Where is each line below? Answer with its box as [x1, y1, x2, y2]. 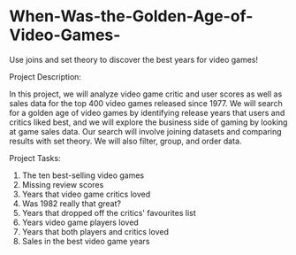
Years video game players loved [21, 217, 139, 228]
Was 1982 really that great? [21, 197, 122, 209]
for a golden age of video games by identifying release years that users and [9, 107, 285, 118]
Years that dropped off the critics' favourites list [21, 207, 196, 218]
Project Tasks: [9, 152, 61, 163]
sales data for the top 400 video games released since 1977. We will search [9, 97, 283, 108]
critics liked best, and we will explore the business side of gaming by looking [9, 117, 288, 127]
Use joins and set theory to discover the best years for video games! [9, 54, 259, 65]
